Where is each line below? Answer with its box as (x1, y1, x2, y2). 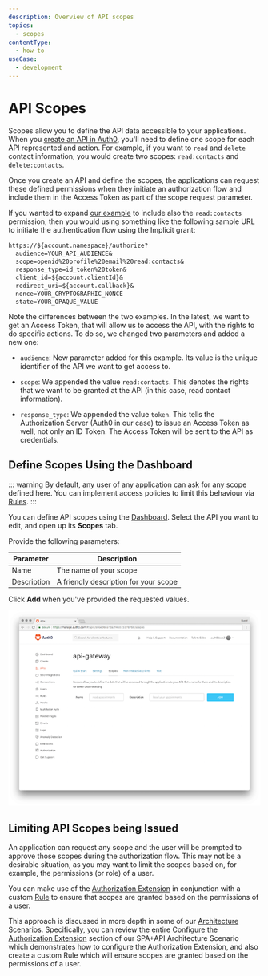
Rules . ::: (8, 496, 38, 506)
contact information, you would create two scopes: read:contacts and (8, 151, 239, 160)
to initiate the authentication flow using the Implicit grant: (8, 225, 196, 234)
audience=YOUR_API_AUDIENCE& (15, 249, 113, 257)
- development (15, 64, 62, 72)
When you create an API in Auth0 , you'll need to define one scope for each (8, 134, 255, 144)
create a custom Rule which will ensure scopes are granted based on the (8, 950, 249, 960)
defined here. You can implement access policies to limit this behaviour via (8, 488, 254, 497)
